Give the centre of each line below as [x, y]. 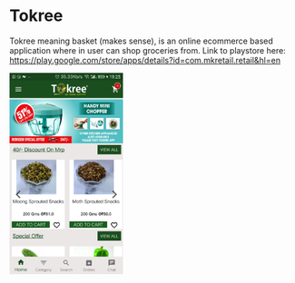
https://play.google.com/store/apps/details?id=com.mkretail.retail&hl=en [145, 60]
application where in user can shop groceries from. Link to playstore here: [147, 50]
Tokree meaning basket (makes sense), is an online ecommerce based [142, 41]
